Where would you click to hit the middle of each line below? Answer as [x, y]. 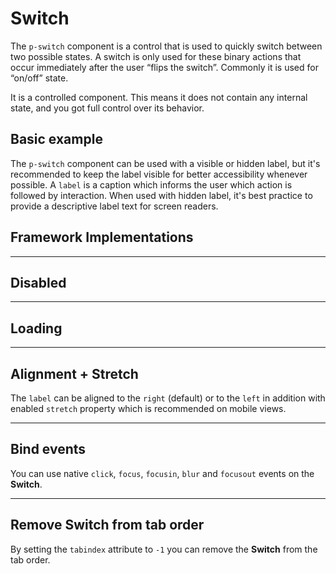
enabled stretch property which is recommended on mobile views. [148, 408]
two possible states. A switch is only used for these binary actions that [156, 56]
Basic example [56, 139]
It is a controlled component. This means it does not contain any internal [159, 97]
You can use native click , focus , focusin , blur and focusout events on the [162, 473]
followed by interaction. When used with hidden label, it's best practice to [161, 195]
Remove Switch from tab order [107, 525]
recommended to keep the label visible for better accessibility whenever [159, 174]
